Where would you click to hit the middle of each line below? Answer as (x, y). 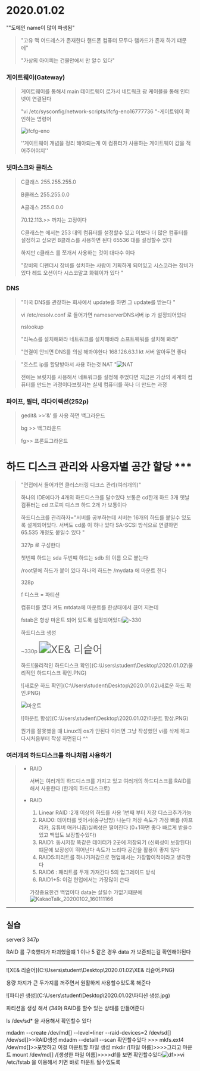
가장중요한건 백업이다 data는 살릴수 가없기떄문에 (86, 892)
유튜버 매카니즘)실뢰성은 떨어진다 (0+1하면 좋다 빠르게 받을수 (122, 828)
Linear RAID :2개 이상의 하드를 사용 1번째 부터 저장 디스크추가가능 (115, 813)
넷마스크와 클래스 (29, 167)
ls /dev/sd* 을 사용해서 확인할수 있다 (49, 1021)
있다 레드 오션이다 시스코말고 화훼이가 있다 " (72, 272)
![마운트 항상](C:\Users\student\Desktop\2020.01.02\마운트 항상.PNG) (104, 718)
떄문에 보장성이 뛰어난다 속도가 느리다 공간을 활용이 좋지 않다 (109, 850)
